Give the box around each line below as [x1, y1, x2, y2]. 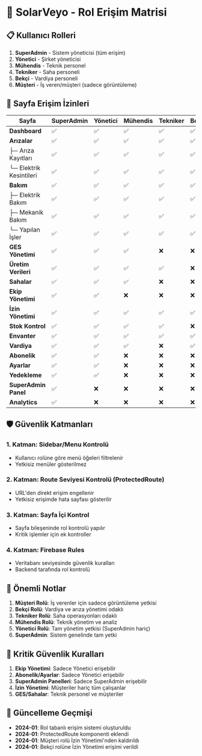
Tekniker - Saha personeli [14, 69, 80, 75]
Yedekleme [9, 371, 42, 379]
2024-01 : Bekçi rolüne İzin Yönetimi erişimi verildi [14, 743, 138, 750]
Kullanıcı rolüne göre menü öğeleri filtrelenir [14, 454, 124, 461]
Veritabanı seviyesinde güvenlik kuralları [14, 559, 115, 567]
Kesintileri [9, 171, 37, 180]
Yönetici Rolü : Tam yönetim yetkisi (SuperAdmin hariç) [14, 625, 151, 632]
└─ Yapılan [9, 225, 40, 234]
